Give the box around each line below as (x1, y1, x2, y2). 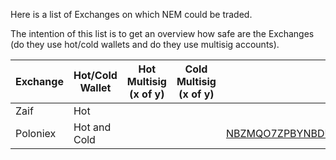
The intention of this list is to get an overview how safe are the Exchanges (10, 28, 315, 39)
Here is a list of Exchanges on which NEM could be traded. (10, 9, 253, 20)
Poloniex (15, 127, 57, 140)
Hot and (73, 120, 112, 134)
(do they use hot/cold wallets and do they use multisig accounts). (10, 39, 280, 50)
